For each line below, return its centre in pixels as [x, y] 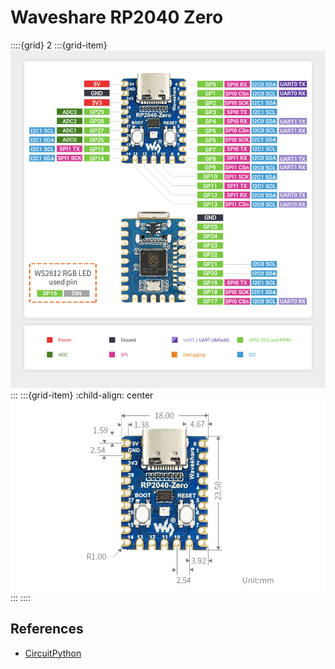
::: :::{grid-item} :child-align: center [82, 395]
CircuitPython [53, 653]
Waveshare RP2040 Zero [117, 17]
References [47, 629]
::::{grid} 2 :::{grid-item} [59, 45]
